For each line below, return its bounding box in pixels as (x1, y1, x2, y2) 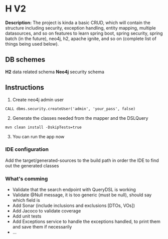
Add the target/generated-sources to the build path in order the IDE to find (5, 157, 159, 163)
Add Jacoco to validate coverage (12, 208, 81, 214)
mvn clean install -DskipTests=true (5, 125, 82, 130)
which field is (12, 197, 40, 203)
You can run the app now (12, 133, 65, 139)
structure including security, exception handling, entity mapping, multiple (5, 25, 156, 31)
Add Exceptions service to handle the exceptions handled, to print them (12, 218, 160, 224)
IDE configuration (5, 146, 49, 153)
